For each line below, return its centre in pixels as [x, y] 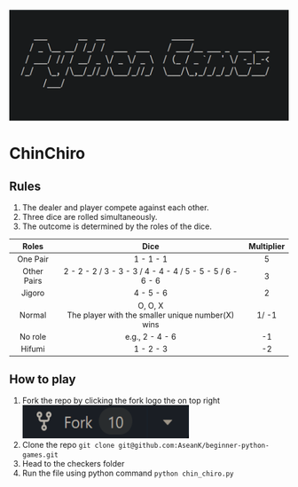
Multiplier [267, 246]
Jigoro [33, 293]
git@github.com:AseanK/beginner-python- [194, 446]
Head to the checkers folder [73, 464]
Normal [33, 315]
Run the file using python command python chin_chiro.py [128, 473]
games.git [40, 455]
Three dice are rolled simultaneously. [90, 217]
